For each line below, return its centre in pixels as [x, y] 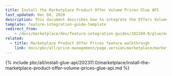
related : [15, 39]
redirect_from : [21, 29]
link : [20, 48]
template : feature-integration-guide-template [56, 24]
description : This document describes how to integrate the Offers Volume [87, 19]
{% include [17, 62]
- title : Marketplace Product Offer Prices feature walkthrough [80, 43]
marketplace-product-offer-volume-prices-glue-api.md [64, 68]
